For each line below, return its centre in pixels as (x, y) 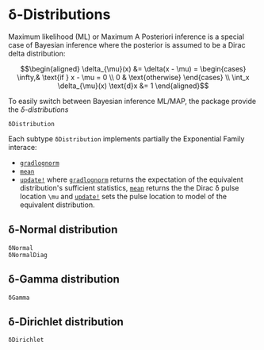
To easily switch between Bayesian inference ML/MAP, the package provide (132, 101)
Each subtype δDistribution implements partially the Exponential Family (126, 138)
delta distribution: (37, 53)
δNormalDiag (28, 255)
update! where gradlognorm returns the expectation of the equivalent (131, 179)
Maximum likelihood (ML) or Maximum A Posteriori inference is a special (126, 37)
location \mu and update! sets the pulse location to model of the (123, 196)
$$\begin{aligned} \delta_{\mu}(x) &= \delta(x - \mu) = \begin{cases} (133, 68)
